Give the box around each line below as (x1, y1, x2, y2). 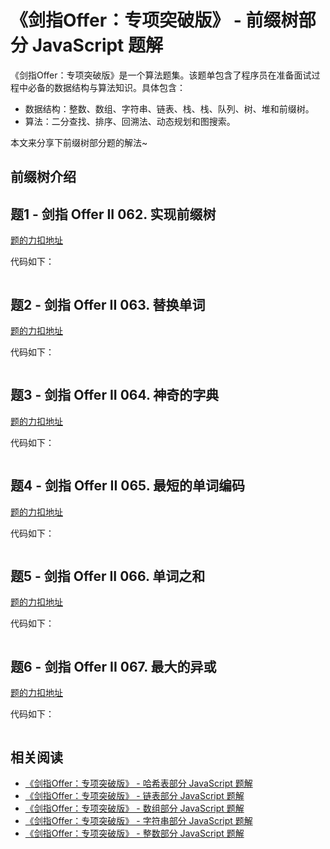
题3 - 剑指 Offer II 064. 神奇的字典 (10, 387, 220, 404)
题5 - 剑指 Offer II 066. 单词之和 (10, 567, 206, 585)
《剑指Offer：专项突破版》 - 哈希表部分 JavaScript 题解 (24, 777, 253, 790)
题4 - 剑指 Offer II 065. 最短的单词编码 (10, 477, 246, 495)
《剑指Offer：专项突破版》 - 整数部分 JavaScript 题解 (24, 827, 245, 840)
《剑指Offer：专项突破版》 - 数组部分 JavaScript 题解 (24, 802, 245, 815)
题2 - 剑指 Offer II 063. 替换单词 (10, 296, 206, 313)
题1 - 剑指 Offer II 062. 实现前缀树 (10, 206, 217, 223)
